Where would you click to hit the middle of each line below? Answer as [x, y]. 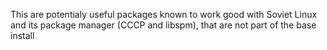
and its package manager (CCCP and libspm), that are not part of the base [163, 25]
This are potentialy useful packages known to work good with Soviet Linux [164, 14]
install [22, 35]
